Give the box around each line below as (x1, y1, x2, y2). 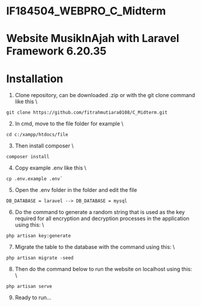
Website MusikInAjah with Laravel (6, 32, 179, 46)
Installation (6, 72, 64, 85)
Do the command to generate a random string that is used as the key (14, 209, 185, 216)
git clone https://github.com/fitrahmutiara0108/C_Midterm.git (6, 110, 168, 116)
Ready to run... (14, 294, 52, 301)
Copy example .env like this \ (14, 164, 87, 171)
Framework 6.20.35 (6, 44, 107, 58)
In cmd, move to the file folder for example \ (14, 120, 124, 127)
